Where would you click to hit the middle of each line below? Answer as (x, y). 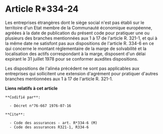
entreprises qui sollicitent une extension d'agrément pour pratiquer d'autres (82, 73)
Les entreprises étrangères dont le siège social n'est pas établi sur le (75, 22)
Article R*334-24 (42, 9)
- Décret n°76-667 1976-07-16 (40, 106)
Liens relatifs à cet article (31, 88)
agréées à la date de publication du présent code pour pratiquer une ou (77, 33)
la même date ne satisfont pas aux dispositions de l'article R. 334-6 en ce (80, 43)
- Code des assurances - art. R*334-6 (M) (54, 123)
